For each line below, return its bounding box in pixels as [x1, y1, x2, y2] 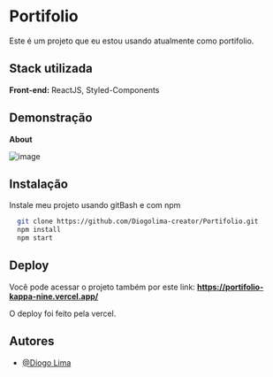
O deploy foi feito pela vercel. [9, 308, 117, 319]
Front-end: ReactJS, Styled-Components [9, 84, 160, 95]
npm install [17, 226, 62, 235]
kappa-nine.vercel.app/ [9, 290, 99, 302]
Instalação [9, 176, 69, 191]
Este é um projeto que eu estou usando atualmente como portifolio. [9, 35, 254, 46]
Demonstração [9, 111, 93, 126]
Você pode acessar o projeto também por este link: [9, 281, 196, 292]
